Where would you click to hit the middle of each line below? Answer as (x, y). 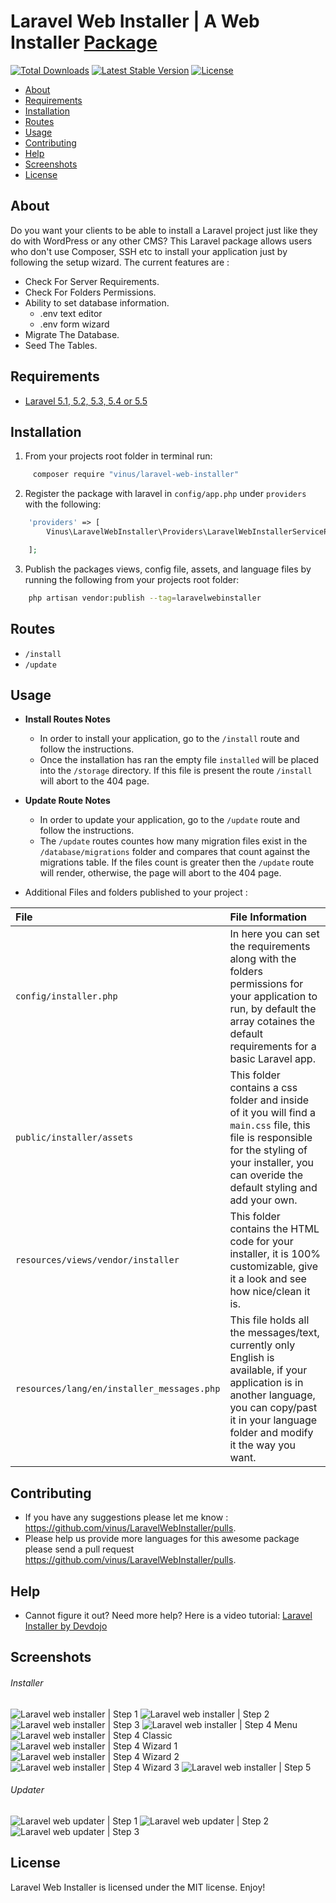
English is (252, 1358)
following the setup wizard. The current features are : (120, 262)
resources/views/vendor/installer (97, 1260)
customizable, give (274, 1267)
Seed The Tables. (61, 345)
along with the (263, 959)
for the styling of (268, 1150)
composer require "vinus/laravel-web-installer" (136, 475)
